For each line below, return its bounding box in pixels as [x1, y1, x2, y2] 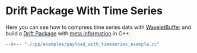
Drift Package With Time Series [5, 4, 163, 18]
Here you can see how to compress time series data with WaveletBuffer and [5, 24, 191, 31]
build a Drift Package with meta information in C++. [5, 29, 131, 37]
